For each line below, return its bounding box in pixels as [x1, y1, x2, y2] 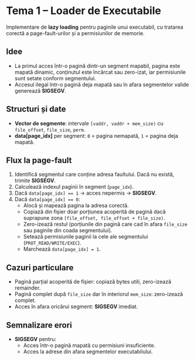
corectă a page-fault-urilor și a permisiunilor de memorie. [6, 29, 145, 36]
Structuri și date [6, 104, 66, 114]
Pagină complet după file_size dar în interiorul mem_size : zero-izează [14, 291, 183, 298]
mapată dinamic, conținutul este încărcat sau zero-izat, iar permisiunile [14, 69, 186, 76]
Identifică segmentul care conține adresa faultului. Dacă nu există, [14, 171, 175, 178]
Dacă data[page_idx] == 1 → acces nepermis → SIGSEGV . [14, 189, 157, 197]
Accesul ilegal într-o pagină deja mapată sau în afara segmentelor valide [14, 81, 189, 88]
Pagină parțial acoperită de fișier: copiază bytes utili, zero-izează [14, 278, 172, 285]
